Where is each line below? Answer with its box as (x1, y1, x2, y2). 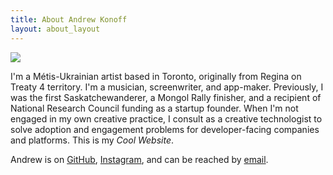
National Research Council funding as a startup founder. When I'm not (10, 102, 299, 114)
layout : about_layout (10, 24, 101, 34)
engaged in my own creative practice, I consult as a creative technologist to (10, 112, 323, 125)
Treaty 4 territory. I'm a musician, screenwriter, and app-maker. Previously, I (10, 81, 324, 93)
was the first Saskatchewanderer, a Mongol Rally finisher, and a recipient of (10, 91, 322, 103)
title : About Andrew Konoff (10, 14, 128, 25)
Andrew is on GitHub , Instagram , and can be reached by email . (10, 153, 269, 165)
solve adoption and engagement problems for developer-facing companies (10, 123, 320, 135)
